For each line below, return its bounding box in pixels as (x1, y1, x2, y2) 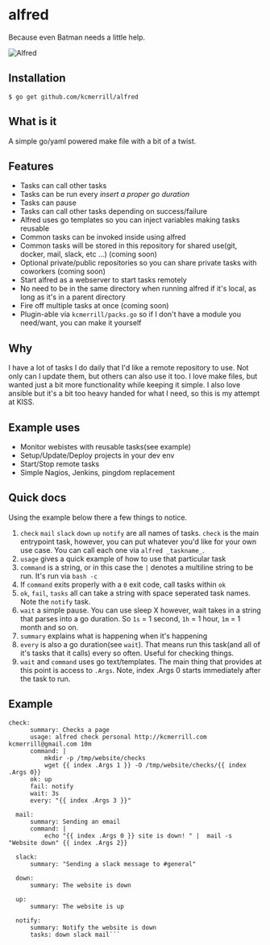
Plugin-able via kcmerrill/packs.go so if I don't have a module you (19, 309, 242, 320)
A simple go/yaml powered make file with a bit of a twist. (8, 136, 197, 146)
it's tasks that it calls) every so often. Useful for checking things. (19, 648, 235, 658)
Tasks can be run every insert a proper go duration (19, 190, 190, 199)
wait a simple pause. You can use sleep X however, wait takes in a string (19, 605, 262, 615)
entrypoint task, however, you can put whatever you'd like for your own (19, 537, 256, 546)
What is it (8, 115, 57, 128)
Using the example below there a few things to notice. (8, 512, 188, 522)
